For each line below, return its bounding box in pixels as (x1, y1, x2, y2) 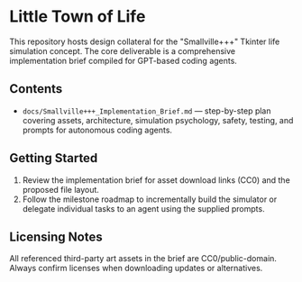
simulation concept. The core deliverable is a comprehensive (9, 45, 236, 56)
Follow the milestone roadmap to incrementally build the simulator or (22, 194, 278, 205)
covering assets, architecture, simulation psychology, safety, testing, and (22, 114, 294, 125)
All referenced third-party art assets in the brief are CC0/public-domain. (9, 253, 278, 264)
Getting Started (9, 150, 98, 166)
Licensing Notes (9, 229, 103, 244)
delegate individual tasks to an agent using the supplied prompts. (22, 203, 265, 214)
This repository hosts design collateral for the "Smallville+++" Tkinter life (9, 36, 280, 47)
